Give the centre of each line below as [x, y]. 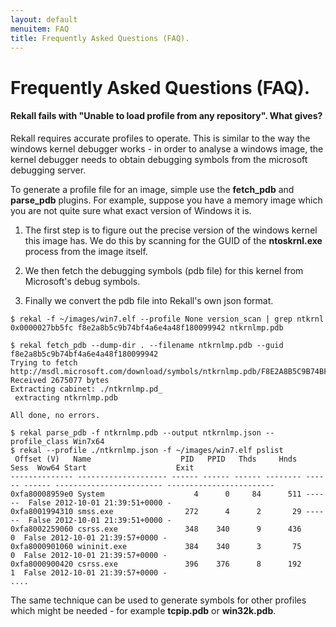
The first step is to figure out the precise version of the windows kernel [171, 230]
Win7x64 [89, 441]
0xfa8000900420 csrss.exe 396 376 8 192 [156, 564]
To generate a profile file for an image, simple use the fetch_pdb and [152, 189]
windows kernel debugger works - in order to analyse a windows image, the [167, 148]
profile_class [40, 441]
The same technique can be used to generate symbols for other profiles [158, 600]
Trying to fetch [44, 362]
